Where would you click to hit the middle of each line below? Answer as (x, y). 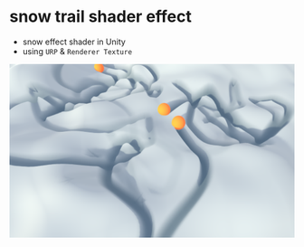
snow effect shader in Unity (74, 42)
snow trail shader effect (101, 17)
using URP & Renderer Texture (77, 51)
